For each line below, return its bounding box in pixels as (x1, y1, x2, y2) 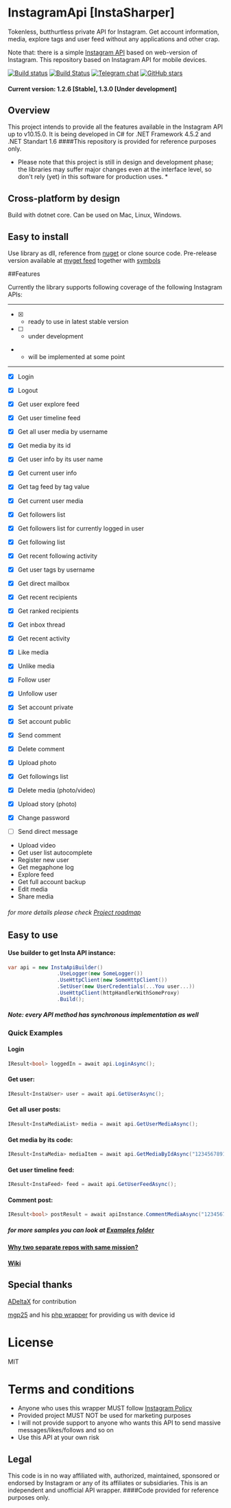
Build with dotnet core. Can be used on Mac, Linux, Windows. (8, 211, 182, 219)
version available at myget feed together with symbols (8, 256, 161, 264)
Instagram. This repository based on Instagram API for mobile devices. (8, 55, 208, 63)
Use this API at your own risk (17, 1433, 100, 1442)
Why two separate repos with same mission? (8, 1243, 139, 1251)
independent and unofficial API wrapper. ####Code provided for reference (8, 1486, 219, 1494)
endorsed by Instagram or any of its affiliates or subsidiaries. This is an (8, 1479, 208, 1487)
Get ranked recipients (17, 607, 80, 615)
